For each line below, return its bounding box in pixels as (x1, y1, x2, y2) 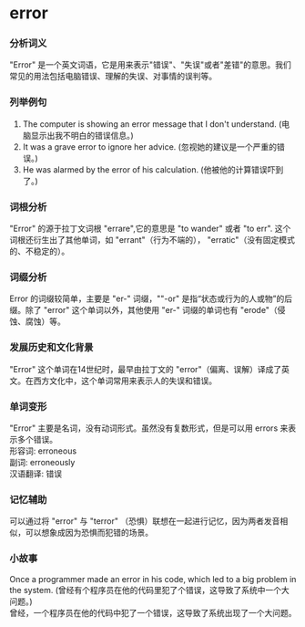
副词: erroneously (9, 456, 76, 467)
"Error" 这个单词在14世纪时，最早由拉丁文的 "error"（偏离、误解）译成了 (9, 363, 282, 374)
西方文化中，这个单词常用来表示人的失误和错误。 (33, 375, 217, 386)
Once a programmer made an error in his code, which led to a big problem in (9, 573, 297, 584)
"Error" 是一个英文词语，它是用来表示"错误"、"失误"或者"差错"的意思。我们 (9, 59, 291, 70)
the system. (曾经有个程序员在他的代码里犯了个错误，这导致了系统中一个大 (9, 584, 290, 595)
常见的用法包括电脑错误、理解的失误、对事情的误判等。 (9, 71, 217, 82)
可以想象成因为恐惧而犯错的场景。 (25, 528, 153, 538)
